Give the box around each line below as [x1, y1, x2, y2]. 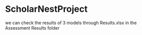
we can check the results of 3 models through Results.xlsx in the [5, 20, 137, 26]
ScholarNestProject [5, 3, 88, 15]
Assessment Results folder [5, 25, 60, 31]
